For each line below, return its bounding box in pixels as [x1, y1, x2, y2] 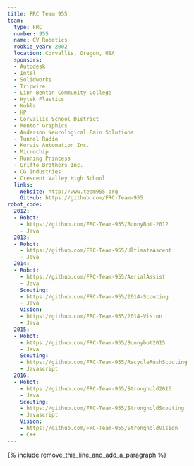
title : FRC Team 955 [7, 10, 68, 18]
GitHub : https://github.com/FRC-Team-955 [20, 194, 143, 202]
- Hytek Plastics [13, 96, 65, 103]
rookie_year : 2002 [13, 43, 68, 50]
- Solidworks [13, 76, 52, 83]
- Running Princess [13, 155, 71, 163]
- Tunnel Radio [13, 135, 59, 142]
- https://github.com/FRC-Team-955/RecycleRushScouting [20, 359, 188, 366]
